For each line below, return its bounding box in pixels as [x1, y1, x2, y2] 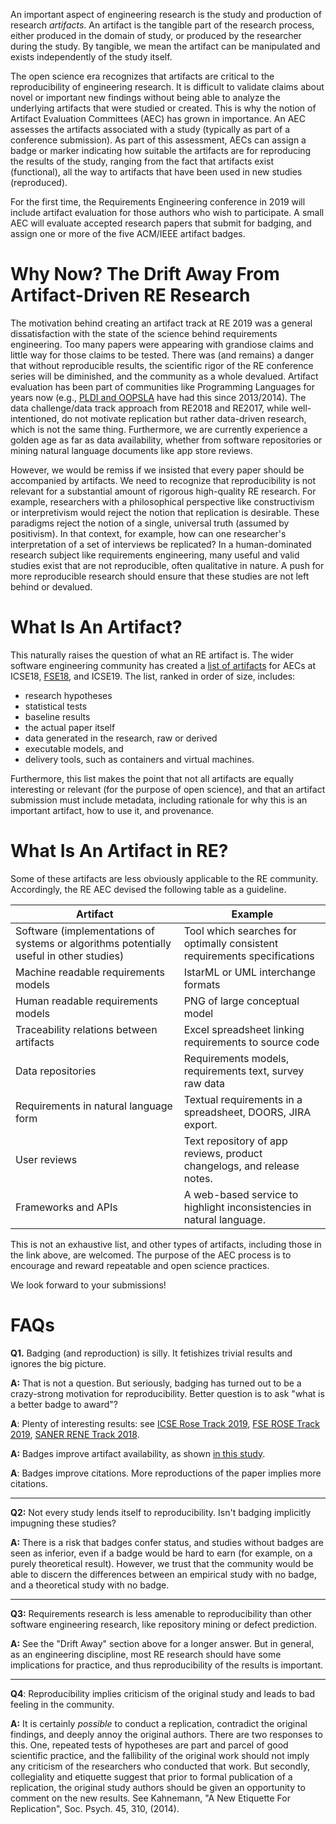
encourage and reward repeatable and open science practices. [10, 1259, 270, 1271]
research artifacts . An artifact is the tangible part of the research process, [10, 19, 315, 31]
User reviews [15, 1152, 78, 1166]
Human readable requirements [15, 994, 159, 1008]
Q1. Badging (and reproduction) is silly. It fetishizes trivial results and [10, 1347, 293, 1359]
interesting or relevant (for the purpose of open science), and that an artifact [10, 783, 326, 795]
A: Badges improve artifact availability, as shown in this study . [10, 1447, 266, 1459]
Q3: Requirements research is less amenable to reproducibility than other [10, 1607, 313, 1619]
